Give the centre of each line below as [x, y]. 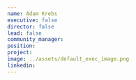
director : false [31, 26]
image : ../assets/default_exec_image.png [68, 59]
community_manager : [36, 40]
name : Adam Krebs [32, 14]
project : [20, 53]
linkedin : [22, 65]
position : [22, 46]
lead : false [24, 33]
